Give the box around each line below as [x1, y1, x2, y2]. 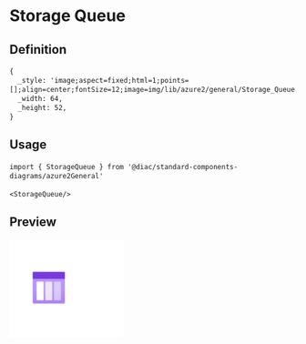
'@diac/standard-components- [127, 162, 239, 171]
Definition [9, 42, 66, 57]
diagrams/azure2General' [9, 171, 104, 180]
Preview [9, 215, 57, 230]
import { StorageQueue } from [9, 162, 125, 171]
